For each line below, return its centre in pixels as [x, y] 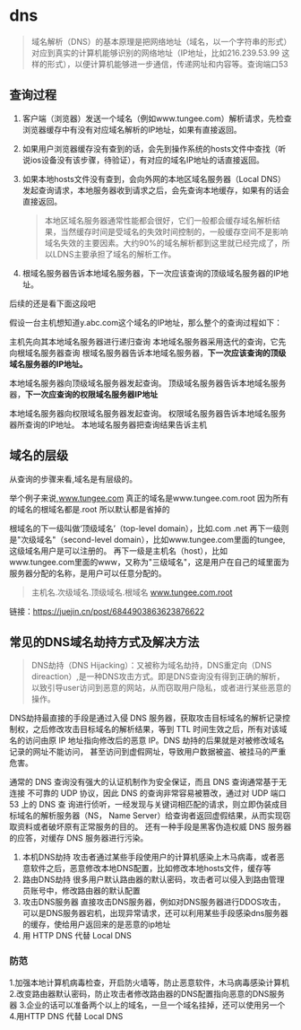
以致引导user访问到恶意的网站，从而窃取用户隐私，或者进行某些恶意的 [161, 688]
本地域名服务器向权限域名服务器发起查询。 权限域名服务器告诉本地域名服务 [148, 413]
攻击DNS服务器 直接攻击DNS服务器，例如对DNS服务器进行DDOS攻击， [154, 902]
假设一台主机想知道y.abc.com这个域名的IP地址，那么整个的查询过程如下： [146, 322]
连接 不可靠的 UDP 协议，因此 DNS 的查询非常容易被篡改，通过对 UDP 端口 [148, 793]
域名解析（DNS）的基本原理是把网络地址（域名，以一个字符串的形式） [161, 41]
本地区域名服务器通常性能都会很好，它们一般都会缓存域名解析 [159, 220]
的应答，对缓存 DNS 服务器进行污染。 [79, 838]
